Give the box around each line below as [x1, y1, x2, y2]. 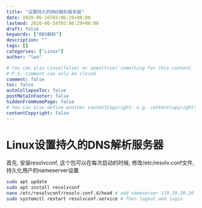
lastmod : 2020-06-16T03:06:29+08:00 [6, 20, 99, 26]
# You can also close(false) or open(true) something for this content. [6, 65, 194, 71]
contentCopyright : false [6, 110, 69, 116]
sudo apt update [6, 179, 47, 185]
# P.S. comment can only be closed [6, 70, 96, 76]
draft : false [6, 25, 39, 32]
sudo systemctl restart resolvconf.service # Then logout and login [6, 196, 183, 202]
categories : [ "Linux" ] [6, 49, 64, 55]
